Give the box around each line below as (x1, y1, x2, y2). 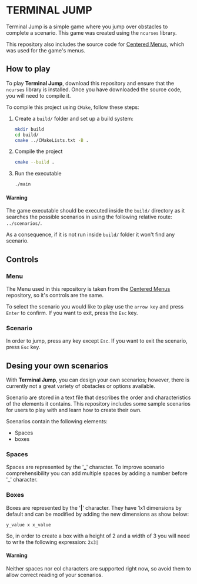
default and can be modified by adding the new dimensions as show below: (6, 510, 189, 517)
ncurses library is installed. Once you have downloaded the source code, (6, 86, 182, 93)
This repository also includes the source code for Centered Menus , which (6, 41, 185, 48)
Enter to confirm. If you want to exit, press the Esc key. (6, 310, 138, 317)
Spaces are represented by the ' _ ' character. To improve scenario (6, 463, 165, 471)
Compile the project (14, 148, 63, 155)
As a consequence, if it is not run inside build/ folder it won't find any (6, 231, 175, 238)
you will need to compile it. (6, 92, 71, 99)
